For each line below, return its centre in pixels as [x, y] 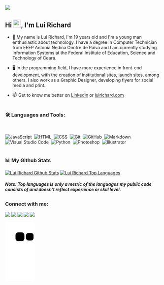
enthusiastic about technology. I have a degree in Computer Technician [84, 42]
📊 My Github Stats [28, 160]
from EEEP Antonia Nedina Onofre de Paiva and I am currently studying [84, 47]
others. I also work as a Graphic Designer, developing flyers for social [83, 80]
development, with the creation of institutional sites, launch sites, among [86, 75]
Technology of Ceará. [34, 58]
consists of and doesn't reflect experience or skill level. [63, 189]
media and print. [29, 85]
